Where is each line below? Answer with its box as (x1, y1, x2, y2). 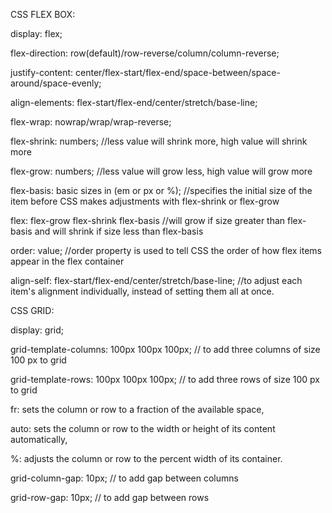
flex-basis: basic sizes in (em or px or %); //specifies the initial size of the (10, 185, 313, 196)
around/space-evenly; (10, 77, 102, 89)
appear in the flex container (10, 255, 125, 267)
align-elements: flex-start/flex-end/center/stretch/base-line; (10, 97, 258, 108)
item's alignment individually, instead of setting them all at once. (10, 285, 275, 297)
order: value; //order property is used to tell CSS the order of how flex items (10, 245, 323, 256)
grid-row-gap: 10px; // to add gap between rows (10, 492, 210, 503)
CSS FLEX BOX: (10, 9, 76, 20)
